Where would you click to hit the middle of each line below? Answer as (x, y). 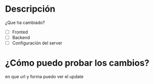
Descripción (30, 9)
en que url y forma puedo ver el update (44, 77)
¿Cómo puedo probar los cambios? (77, 63)
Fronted (20, 32)
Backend (21, 37)
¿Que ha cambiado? (25, 22)
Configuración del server (37, 43)
